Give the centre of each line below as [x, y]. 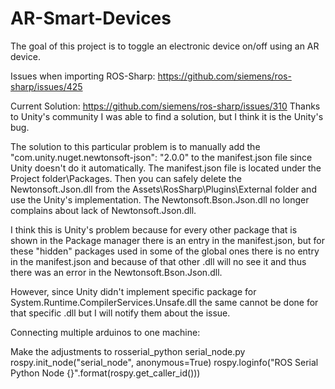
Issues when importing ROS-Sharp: [83, 76]
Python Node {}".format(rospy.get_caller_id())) [105, 373]
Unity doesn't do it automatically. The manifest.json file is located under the [166, 168]
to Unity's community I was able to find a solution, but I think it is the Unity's [167, 116]
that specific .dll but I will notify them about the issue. [120, 313]
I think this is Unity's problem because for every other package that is [154, 229]
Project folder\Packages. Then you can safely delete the [126, 178]
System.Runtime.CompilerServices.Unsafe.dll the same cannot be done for [164, 302]
